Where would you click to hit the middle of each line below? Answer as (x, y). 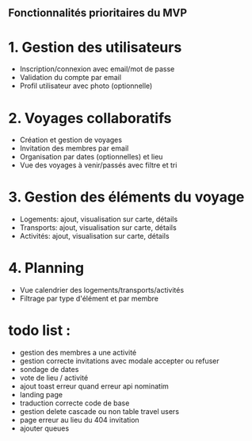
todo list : (40, 330)
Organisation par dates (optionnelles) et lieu (91, 157)
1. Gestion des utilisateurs (95, 47)
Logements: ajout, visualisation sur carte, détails (99, 219)
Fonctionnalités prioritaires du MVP (98, 13)
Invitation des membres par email (74, 148)
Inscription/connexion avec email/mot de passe (97, 69)
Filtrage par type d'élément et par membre (89, 299)
